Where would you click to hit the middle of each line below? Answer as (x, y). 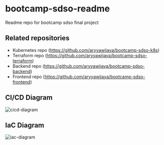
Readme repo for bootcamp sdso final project (52, 22)
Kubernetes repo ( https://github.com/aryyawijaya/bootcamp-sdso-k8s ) (86, 50)
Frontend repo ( (28, 76)
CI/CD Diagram (29, 98)
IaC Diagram (25, 125)
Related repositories (37, 38)
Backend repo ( (28, 66)
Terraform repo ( (29, 55)
